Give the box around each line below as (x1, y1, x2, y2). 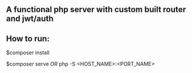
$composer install (6, 49, 50, 56)
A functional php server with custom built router (6, 5, 186, 15)
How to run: (6, 33, 50, 43)
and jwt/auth (6, 14, 54, 24)
